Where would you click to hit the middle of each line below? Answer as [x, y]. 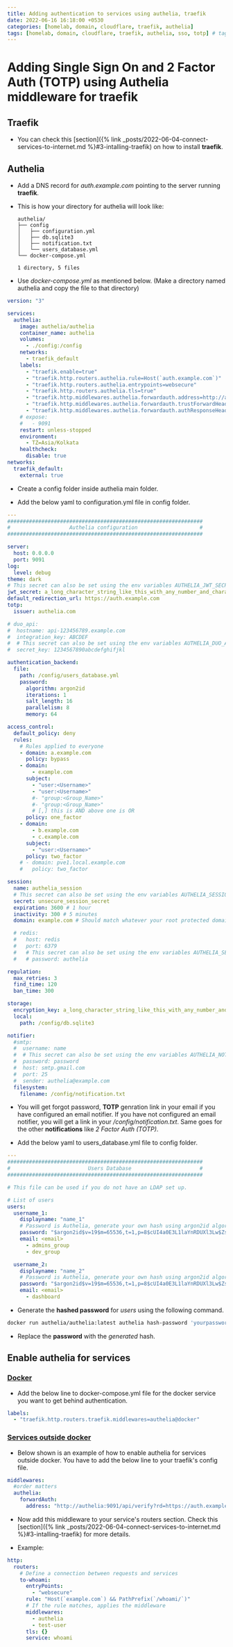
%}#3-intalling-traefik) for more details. [74, 1534]
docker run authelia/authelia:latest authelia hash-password [97, 1323]
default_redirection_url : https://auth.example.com [83, 599]
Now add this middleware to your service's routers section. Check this [118, 1519]
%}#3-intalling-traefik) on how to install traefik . [155, 147]
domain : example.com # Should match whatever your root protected [111, 921]
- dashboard [43, 1297]
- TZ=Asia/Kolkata [52, 443]
